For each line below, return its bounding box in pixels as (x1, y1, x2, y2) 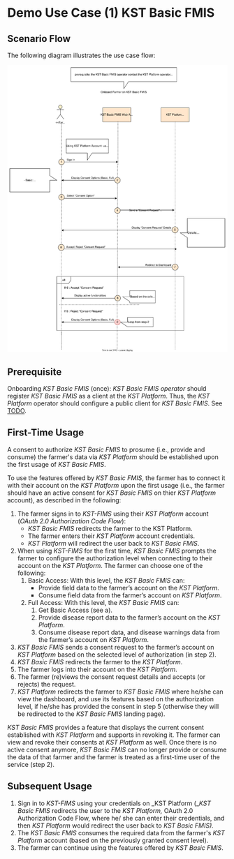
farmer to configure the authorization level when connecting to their (17, 553, 213, 562)
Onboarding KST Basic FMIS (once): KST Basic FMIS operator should (7, 384, 207, 393)
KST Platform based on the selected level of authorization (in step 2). (17, 650, 217, 659)
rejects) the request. (17, 680, 76, 688)
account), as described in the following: (7, 495, 122, 504)
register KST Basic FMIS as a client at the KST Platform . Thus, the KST (7, 392, 211, 401)
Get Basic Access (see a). (38, 606, 113, 614)
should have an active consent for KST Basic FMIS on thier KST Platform (7, 488, 217, 497)
